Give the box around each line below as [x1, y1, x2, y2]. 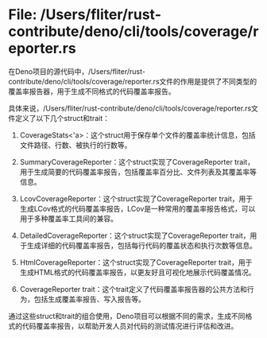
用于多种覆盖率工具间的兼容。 [19, 213, 118, 223]
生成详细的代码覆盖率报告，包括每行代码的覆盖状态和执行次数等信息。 [26, 240, 257, 250]
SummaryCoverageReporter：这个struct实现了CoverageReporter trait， [19, 157, 255, 166]
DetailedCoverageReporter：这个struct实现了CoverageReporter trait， [19, 231, 250, 240]
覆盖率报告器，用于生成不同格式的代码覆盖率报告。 [8, 86, 176, 96]
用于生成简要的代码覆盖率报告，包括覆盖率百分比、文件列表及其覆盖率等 [19, 167, 257, 177]
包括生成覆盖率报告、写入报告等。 [33, 294, 145, 304]
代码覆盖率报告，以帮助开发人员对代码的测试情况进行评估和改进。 [21, 321, 238, 331]
